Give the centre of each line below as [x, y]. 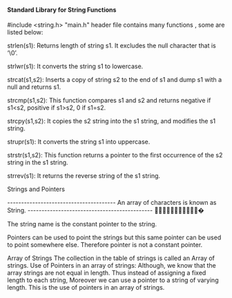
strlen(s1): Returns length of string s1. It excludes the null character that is [112, 46]
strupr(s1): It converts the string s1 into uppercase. [79, 142]
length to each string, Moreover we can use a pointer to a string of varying [113, 280]
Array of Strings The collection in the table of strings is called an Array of [111, 258]
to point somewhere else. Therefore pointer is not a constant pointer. [105, 245]
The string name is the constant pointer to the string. [82, 224]
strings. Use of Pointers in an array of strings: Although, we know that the [112, 266]
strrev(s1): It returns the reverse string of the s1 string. [84, 176]
